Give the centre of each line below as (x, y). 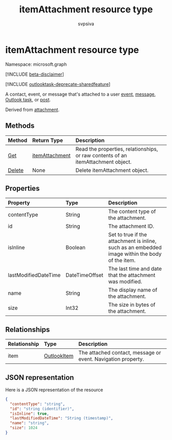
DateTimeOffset (84, 275)
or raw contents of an (101, 155)
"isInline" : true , (30, 413)
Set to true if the (128, 235)
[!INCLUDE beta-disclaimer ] (35, 74)
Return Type (48, 140)
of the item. (122, 260)
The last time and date (135, 269)
